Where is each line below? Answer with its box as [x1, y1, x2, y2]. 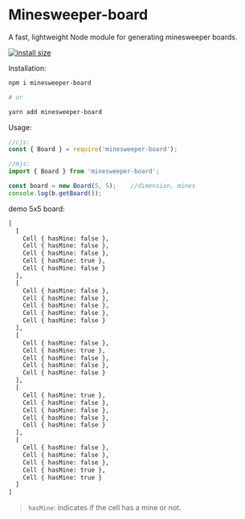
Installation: [8, 63, 47, 73]
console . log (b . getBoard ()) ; [8, 189, 103, 198]
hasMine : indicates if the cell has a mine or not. [27, 503, 182, 513]
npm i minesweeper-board [8, 79, 92, 87]
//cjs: [8, 138, 31, 146]
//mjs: [8, 160, 31, 168]
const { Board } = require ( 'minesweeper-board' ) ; [8, 145, 178, 153]
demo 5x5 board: [8, 203, 66, 214]
